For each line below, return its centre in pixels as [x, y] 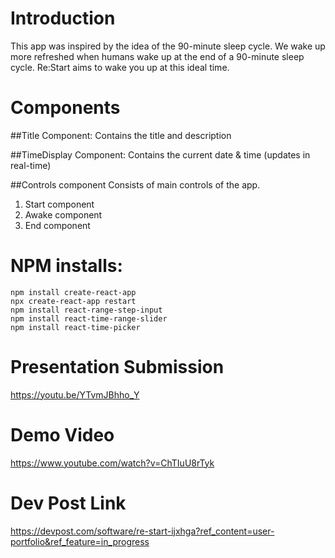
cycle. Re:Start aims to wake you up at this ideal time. [120, 67]
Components [65, 108]
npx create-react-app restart [73, 301]
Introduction [63, 18]
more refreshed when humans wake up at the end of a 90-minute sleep [157, 56]
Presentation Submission [117, 367]
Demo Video [62, 434]
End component [57, 225]
